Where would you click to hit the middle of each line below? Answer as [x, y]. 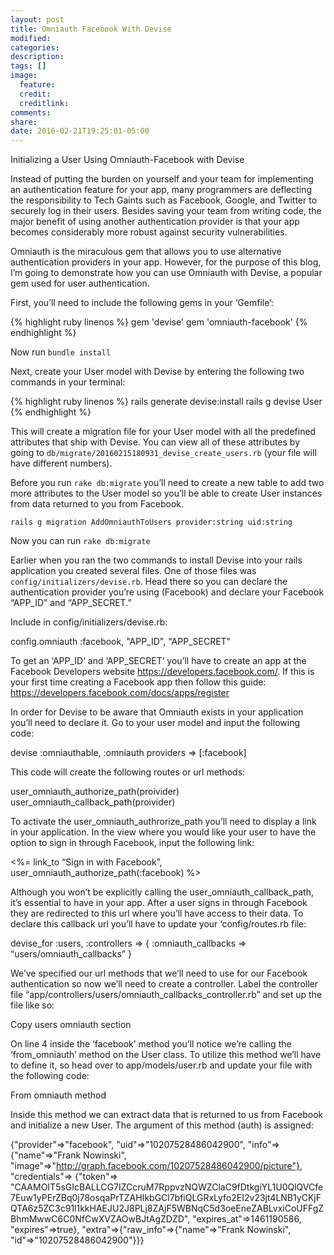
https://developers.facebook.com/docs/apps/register [120, 693]
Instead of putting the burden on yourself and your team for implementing [162, 179]
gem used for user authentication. [80, 283]
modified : [31, 38]
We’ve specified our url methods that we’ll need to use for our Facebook [159, 973]
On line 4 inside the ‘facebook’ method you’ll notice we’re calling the [151, 1044]
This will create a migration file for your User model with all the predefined [163, 432]
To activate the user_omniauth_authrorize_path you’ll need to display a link [163, 822]
